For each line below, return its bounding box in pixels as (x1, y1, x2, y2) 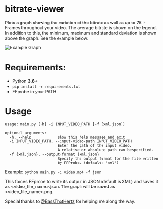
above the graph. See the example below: (5, 35, 89, 41)
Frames (5, 24, 20, 30)
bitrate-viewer (5, 3, 65, 15)
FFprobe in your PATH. (12, 88, 58, 94)
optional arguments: (5, 130, 47, 135)
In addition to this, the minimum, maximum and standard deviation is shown (5, 30, 157, 36)
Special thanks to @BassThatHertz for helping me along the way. (5, 198, 136, 204)
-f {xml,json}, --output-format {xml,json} (9, 152, 99, 157)
